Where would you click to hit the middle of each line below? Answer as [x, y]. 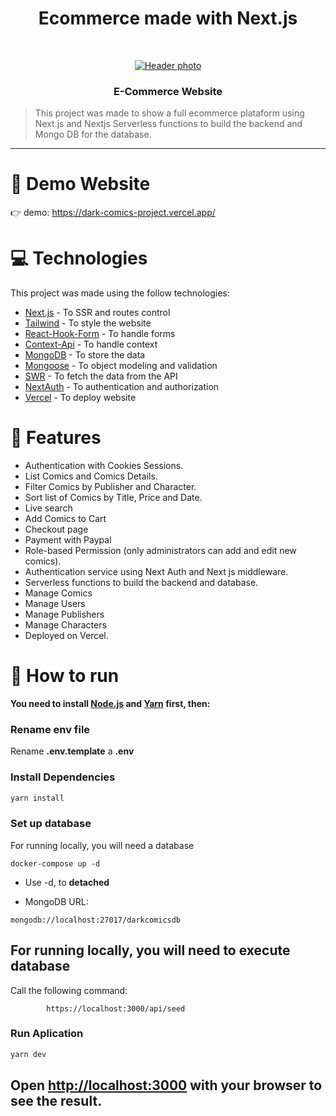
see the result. [56, 1101]
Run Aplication [47, 1034]
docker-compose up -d [55, 863]
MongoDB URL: [56, 901]
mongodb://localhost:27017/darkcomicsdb [96, 920]
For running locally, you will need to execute [150, 950]
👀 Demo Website [80, 184]
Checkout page [56, 529]
